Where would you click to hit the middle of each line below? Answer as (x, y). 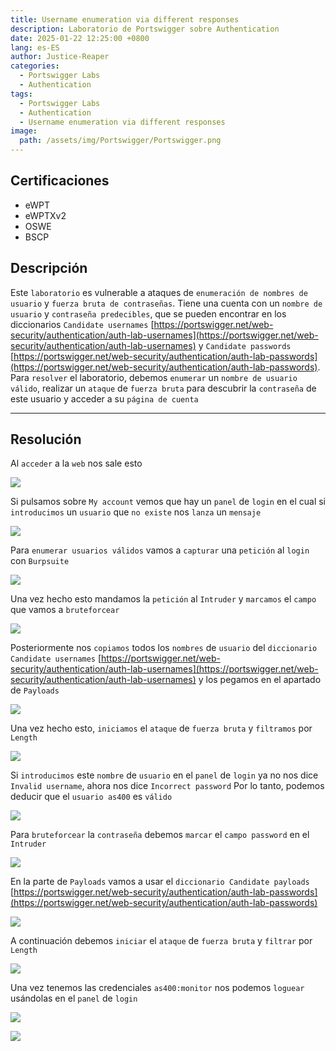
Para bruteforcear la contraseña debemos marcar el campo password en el (160, 835)
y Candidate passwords (245, 345)
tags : (21, 94)
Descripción (49, 268)
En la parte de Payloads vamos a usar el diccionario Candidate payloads (160, 882)
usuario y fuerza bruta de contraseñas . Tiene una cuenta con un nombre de (166, 303)
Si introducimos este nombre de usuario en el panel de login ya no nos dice (164, 775)
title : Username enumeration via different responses (125, 19)
